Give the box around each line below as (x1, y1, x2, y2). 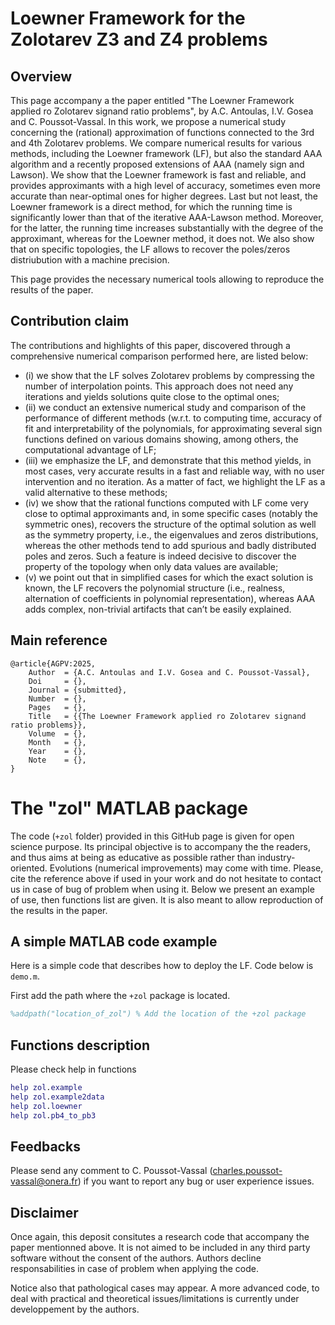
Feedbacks (10, 1138, 81, 1155)
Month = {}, (28, 737, 87, 747)
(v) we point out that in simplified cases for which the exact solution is (24, 571, 314, 583)
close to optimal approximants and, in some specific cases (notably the (24, 507, 319, 519)
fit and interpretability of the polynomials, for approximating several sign (24, 422, 323, 434)
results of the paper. (10, 284, 94, 296)
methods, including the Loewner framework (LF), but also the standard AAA (10, 148, 323, 159)
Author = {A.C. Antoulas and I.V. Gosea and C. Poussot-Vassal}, (28, 667, 311, 677)
